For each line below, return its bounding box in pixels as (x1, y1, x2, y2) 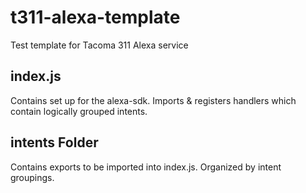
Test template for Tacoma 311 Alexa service (10, 39, 189, 51)
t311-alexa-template (10, 6, 181, 29)
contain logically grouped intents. (10, 105, 148, 117)
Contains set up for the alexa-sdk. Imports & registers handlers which (10, 94, 297, 106)
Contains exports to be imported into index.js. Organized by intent (10, 161, 282, 173)
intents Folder (10, 134, 99, 151)
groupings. (10, 171, 55, 183)
